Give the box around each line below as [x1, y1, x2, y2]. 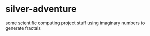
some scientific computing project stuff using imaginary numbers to [5, 20, 145, 26]
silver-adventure [5, 3, 77, 15]
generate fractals [5, 25, 41, 31]
